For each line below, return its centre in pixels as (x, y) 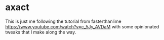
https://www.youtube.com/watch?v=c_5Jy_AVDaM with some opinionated (82, 26)
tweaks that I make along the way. (41, 32)
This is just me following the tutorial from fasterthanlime (63, 21)
